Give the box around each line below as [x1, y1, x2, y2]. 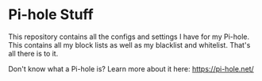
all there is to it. [8, 48, 59, 58]
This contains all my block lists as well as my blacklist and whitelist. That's [8, 40, 251, 49]
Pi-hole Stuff [8, 6, 94, 24]
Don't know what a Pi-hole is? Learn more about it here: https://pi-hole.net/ [8, 64, 254, 73]
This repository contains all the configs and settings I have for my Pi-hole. [8, 32, 250, 41]
